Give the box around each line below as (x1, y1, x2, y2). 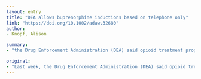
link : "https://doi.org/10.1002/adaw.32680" (6, 20, 119, 26)
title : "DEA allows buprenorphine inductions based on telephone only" (6, 14, 188, 20)
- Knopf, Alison (6, 31, 47, 37)
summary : (6, 42, 28, 48)
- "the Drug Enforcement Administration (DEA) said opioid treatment (6, 47, 184, 54)
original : (6, 58, 31, 64)
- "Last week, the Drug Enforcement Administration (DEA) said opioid (6, 63, 186, 69)
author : (6, 25, 26, 32)
